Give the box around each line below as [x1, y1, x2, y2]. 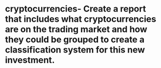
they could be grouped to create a [5, 34, 145, 45]
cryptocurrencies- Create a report [5, 3, 146, 14]
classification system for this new [5, 44, 145, 55]
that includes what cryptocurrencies [5, 14, 157, 25]
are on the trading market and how [5, 24, 147, 35]
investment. [5, 54, 55, 66]
